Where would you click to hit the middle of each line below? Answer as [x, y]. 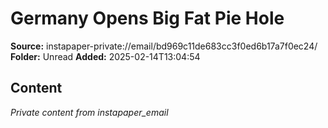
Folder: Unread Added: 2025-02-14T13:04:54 [105, 56]
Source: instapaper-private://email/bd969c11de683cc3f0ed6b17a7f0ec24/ [164, 46]
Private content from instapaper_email [89, 112]
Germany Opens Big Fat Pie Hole [147, 18]
